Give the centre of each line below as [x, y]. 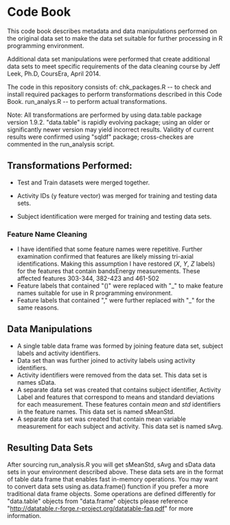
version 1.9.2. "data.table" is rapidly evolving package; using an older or [109, 122]
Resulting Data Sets [50, 448]
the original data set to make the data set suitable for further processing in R [115, 38]
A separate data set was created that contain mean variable [102, 419]
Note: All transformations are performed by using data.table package [105, 115]
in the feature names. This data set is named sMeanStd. [96, 411]
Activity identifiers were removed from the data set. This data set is [112, 375]
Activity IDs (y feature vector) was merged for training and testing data [117, 195]
